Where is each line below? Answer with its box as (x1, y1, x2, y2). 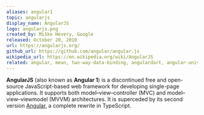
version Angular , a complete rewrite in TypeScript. (6, 102, 132, 109)
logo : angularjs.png (6, 25, 59, 32)
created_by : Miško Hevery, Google (6, 31, 94, 38)
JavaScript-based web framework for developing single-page (25, 82, 180, 90)
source (6, 82, 24, 90)
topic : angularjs (6, 15, 50, 21)
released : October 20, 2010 (6, 37, 78, 43)
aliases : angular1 (6, 8, 53, 15)
